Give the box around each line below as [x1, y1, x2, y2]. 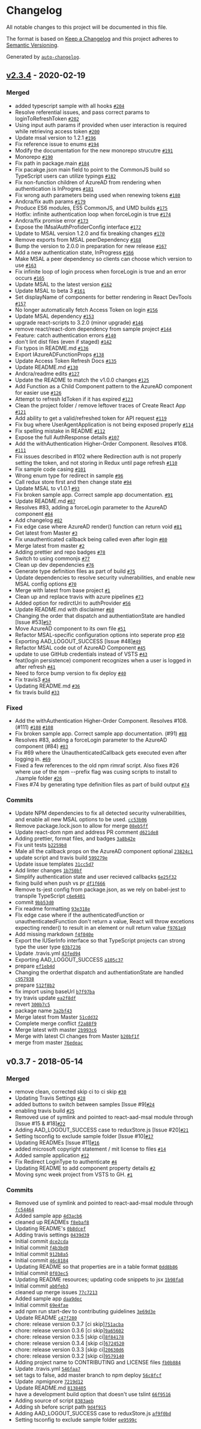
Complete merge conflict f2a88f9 [14, 1020, 97, 1027]
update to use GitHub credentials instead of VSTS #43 [14, 650, 148, 658]
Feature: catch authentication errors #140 [14, 331, 116, 339]
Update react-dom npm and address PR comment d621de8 [14, 828, 159, 836]
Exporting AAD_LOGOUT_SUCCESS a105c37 [14, 956, 124, 963]
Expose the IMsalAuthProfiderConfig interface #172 [14, 223, 142, 230]
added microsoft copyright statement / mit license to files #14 [14, 1145, 166, 1152]
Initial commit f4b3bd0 [14, 1244, 69, 1251]
